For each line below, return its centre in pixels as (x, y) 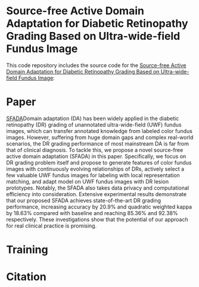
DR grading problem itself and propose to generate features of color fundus (99, 162)
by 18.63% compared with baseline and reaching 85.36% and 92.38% (92, 213)
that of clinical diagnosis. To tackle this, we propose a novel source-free (95, 150)
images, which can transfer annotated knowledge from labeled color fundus (99, 131)
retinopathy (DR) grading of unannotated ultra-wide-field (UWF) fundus (94, 124)
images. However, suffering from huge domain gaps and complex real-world (100, 137)
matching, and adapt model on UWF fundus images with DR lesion (88, 181)
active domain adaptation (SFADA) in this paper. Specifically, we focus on (96, 156)
